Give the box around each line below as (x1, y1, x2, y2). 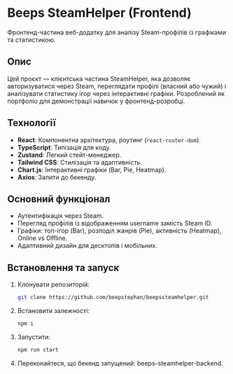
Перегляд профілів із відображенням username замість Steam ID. (17, 219, 213, 228)
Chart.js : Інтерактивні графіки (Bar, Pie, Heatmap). (17, 165, 167, 174)
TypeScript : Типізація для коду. (17, 143, 111, 151)
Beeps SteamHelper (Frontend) (7, 5, 192, 21)
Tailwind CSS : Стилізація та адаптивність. (17, 158, 142, 166)
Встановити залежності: (17, 307, 90, 315)
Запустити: (17, 333, 50, 341)
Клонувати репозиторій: (17, 280, 90, 289)
